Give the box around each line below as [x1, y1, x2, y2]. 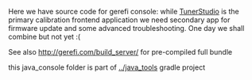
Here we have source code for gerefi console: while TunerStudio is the [8, 7, 240, 16]
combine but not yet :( [8, 32, 81, 41]
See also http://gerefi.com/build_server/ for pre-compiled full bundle [8, 48, 233, 56]
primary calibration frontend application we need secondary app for [8, 15, 231, 25]
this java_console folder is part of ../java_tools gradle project [8, 63, 205, 72]
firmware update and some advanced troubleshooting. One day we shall [8, 24, 245, 32]
